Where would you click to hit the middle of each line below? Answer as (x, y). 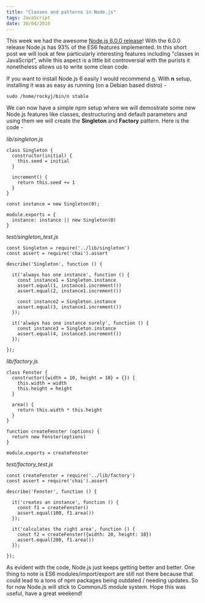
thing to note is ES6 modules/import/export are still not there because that (100, 574)
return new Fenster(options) (49, 437)
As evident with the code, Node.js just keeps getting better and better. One (101, 567)
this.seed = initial (43, 161)
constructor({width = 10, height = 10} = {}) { (74, 378)
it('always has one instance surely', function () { (80, 323)
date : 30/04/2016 (28, 23)
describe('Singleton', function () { (54, 264)
